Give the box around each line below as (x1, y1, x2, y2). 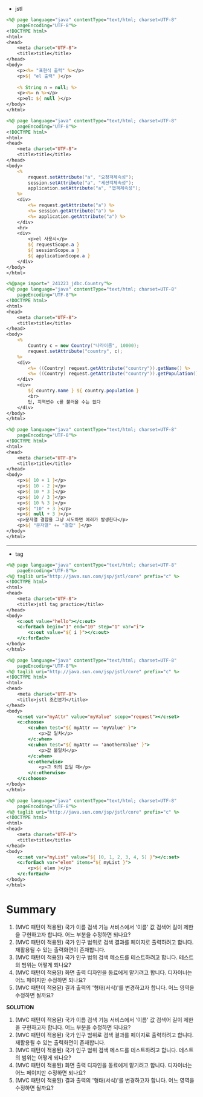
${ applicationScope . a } (28, 252, 91, 259)
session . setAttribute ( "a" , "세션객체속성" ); (28, 180, 134, 186)
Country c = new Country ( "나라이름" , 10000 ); (28, 343, 140, 349)
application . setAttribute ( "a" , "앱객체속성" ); (28, 185, 141, 191)
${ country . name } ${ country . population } (28, 387, 139, 394)
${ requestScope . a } (28, 242, 80, 248)
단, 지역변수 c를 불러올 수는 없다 (28, 399, 101, 405)
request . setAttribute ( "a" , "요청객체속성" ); (28, 174, 134, 180)
